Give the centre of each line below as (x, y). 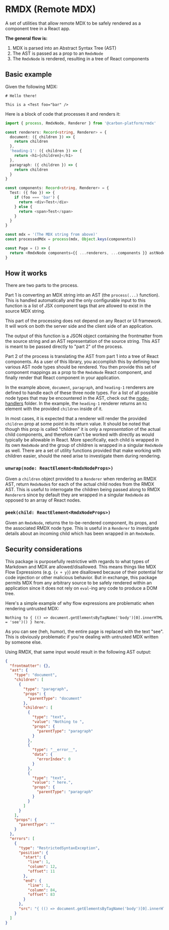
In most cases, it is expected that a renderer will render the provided (76, 419)
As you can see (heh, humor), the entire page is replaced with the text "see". (84, 631)
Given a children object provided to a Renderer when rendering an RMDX (81, 479)
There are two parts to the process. (42, 286)
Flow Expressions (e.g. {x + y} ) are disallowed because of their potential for (84, 572)
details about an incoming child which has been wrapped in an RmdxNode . (80, 533)
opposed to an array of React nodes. (43, 500)
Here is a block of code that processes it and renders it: (63, 114)
